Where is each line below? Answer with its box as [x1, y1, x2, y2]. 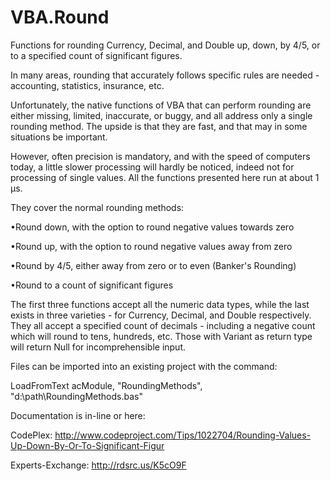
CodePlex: [10, 429, 53, 441]
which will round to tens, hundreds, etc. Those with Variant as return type [10, 330, 313, 342]
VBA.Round [10, 6, 110, 29]
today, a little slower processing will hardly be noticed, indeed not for [10, 161, 295, 173]
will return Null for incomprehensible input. [10, 341, 187, 353]
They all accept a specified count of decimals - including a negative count [10, 319, 316, 331]
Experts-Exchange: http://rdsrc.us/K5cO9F [10, 459, 187, 471]
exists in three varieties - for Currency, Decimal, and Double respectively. [10, 309, 312, 321]
